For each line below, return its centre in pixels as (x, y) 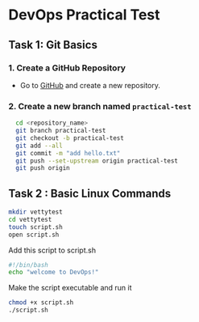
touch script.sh (35, 227)
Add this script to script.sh (52, 250)
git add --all (39, 146)
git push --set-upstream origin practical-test (97, 161)
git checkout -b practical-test (70, 138)
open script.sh (34, 235)
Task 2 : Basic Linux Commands (90, 193)
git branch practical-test (61, 131)
